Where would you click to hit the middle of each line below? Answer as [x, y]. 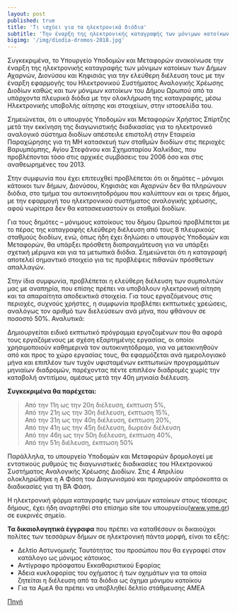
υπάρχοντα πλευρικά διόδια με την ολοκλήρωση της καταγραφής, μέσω [114, 98]
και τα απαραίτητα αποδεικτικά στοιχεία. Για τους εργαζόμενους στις [110, 296]
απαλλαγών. [26, 267]
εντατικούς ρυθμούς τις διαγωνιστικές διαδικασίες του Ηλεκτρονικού [110, 464]
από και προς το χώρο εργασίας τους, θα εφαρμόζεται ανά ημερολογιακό [117, 355]
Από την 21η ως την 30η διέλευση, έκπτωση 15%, [97, 412]
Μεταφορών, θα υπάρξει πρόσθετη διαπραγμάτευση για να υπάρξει [108, 244]
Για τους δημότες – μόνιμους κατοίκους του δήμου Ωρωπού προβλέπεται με [118, 222]
